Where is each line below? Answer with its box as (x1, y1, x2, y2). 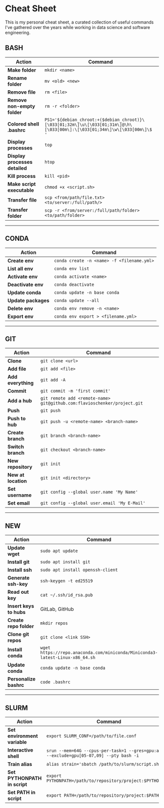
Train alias (7, 761, 33, 767)
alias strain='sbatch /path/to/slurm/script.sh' (46, 761, 162, 767)
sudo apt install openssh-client (40, 567, 118, 573)
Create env (7, 257, 34, 264)
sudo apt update (40, 548, 78, 554)
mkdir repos (40, 621, 68, 626)
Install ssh (7, 567, 32, 574)
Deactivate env (7, 281, 44, 288)
